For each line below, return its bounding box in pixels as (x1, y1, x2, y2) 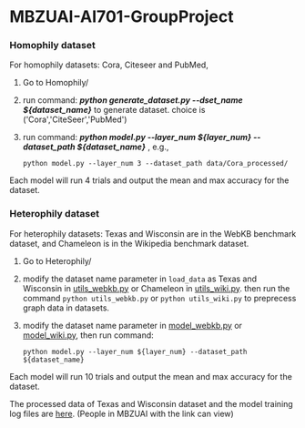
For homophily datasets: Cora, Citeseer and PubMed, (9, 59, 209, 70)
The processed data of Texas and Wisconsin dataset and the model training (9, 398, 293, 409)
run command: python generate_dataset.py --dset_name (22, 95, 243, 106)
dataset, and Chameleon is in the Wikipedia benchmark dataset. (9, 238, 249, 249)
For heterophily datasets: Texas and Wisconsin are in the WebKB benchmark (9, 228, 297, 239)
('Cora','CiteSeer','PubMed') (22, 114, 127, 125)
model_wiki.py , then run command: (22, 330, 155, 341)
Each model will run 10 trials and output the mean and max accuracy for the (9, 371, 293, 382)
